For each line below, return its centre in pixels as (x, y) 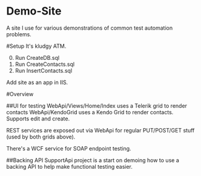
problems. (19, 34)
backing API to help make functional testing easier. (70, 166)
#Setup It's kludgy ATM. (36, 46)
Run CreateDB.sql (37, 57)
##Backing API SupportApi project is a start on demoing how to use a (93, 160)
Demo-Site (34, 11)
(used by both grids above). (41, 137)
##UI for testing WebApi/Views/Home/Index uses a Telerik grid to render (97, 106)
